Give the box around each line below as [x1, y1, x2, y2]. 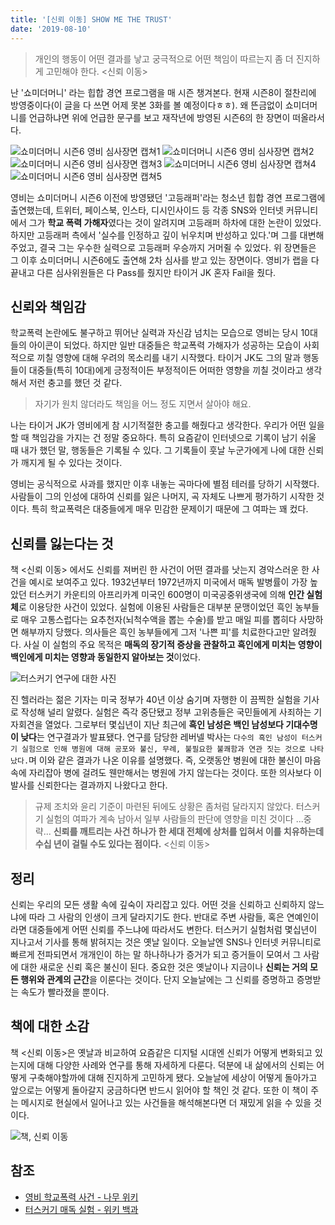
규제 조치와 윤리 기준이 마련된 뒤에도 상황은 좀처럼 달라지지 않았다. [34, 801, 294, 813]
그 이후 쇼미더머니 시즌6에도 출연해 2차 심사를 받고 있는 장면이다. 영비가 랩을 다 [10, 254, 320, 266]
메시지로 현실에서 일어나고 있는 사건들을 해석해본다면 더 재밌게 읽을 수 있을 [20, 1096, 312, 1108]
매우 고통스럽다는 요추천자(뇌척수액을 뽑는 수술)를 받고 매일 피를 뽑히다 [20, 614, 297, 626]
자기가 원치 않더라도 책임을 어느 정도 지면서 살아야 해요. [34, 398, 252, 410]
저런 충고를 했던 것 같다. [28, 377, 123, 389]
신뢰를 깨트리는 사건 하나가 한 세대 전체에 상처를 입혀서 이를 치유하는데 [53, 826, 325, 838]
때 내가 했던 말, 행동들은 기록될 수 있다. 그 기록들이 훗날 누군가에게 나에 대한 [10, 444, 306, 456]
